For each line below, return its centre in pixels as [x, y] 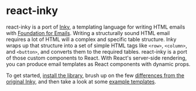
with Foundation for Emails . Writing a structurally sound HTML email [88, 33]
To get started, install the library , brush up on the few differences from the [95, 75]
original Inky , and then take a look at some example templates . [81, 81]
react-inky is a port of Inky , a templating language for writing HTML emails [96, 27]
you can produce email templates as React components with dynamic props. [98, 64]
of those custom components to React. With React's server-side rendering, [97, 58]
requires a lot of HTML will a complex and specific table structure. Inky [91, 39]
